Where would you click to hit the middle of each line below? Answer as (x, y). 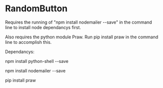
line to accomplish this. (28, 42)
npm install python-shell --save (37, 61)
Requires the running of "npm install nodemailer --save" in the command (79, 22)
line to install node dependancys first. (43, 27)
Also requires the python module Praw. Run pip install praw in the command (82, 37)
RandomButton (36, 9)
